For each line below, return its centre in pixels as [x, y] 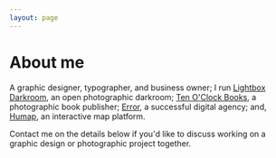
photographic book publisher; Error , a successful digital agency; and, [138, 107]
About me [47, 62]
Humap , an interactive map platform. [78, 116]
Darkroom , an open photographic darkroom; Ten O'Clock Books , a [133, 97]
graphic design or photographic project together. [100, 143]
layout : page [34, 18]
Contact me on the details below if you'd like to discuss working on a [138, 134]
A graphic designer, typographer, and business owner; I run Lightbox [138, 88]
